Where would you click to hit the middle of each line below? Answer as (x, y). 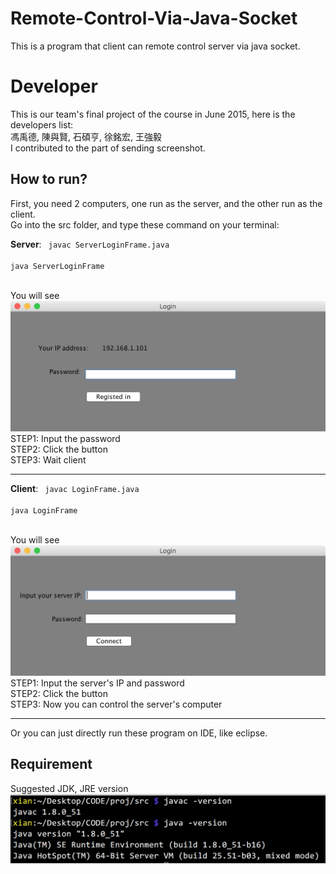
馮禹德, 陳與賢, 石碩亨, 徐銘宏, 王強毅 (86, 136)
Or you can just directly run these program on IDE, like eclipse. (139, 733)
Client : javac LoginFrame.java (75, 488)
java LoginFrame (44, 510)
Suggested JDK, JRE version (69, 788)
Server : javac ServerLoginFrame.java (90, 244)
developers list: (42, 124)
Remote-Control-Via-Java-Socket (154, 18)
